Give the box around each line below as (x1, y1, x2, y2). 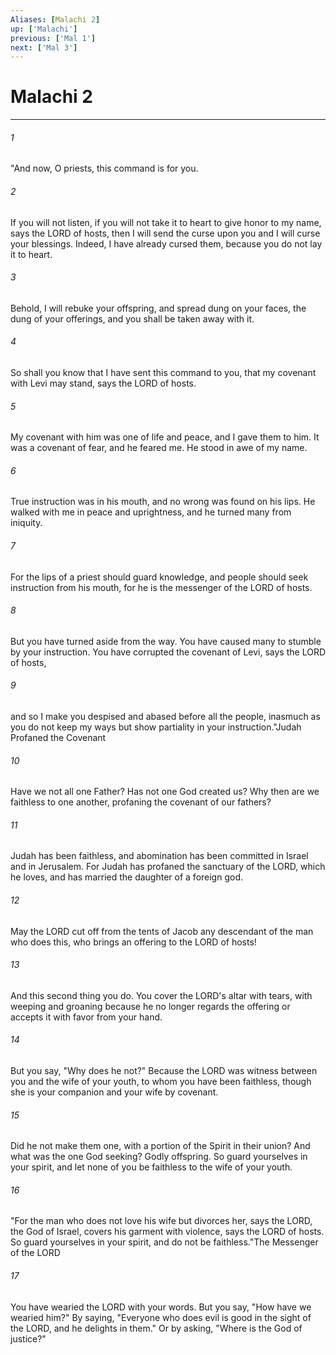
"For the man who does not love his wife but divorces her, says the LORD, (10, 1215, 313, 1227)
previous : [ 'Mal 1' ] (10, 33, 97, 43)
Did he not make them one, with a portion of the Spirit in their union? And (10, 1140, 311, 1152)
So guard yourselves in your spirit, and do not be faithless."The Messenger (10, 1236, 319, 1248)
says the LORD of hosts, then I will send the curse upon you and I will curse (10, 227, 321, 239)
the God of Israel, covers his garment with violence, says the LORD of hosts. (10, 1226, 325, 1238)
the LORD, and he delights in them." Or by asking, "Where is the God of (10, 1322, 303, 1334)
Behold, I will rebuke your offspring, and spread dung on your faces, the (10, 302, 307, 314)
